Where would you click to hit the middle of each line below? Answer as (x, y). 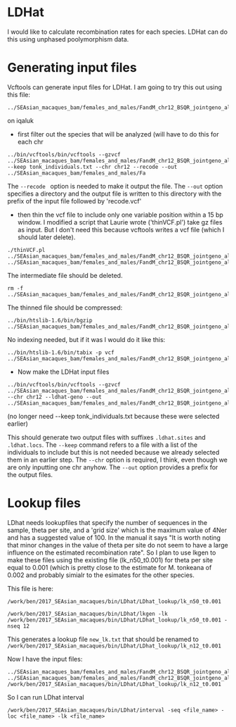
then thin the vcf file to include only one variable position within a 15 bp (120, 215)
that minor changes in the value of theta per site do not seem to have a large (118, 545)
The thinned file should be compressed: (65, 308)
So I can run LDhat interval (46, 697)
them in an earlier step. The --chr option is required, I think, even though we (118, 460)
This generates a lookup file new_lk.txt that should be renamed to (103, 639)
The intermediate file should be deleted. (65, 275)
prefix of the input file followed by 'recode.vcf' (74, 201)
